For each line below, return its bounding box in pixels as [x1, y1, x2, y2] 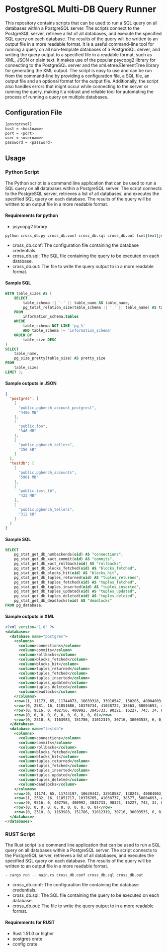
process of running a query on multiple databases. [5, 94, 109, 100]
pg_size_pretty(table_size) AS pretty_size [14, 356, 106, 361]
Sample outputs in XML [5, 613, 55, 620]
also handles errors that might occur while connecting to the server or [5, 83, 149, 89]
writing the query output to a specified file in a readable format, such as [5, 51, 152, 58]
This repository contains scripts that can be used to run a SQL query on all [5, 20, 158, 26]
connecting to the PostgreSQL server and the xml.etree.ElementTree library [5, 62, 160, 68]
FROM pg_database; [5, 603, 43, 608]
